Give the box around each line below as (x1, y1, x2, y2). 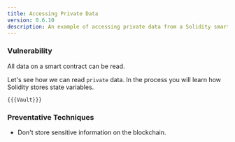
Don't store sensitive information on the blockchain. (17, 128, 166, 136)
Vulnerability (7, 46, 52, 56)
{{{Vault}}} (7, 96, 42, 103)
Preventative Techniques (7, 112, 94, 122)
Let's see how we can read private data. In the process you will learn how (7, 75, 222, 84)
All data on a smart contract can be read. (7, 62, 125, 70)
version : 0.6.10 (7, 17, 55, 24)
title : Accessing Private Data (7, 10, 99, 17)
